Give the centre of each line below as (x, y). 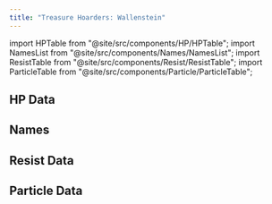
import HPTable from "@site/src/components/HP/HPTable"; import (132, 43)
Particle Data (46, 191)
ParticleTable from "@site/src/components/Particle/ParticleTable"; (131, 72)
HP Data (32, 100)
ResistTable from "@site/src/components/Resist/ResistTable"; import (136, 62)
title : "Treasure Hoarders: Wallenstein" (88, 17)
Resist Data (42, 161)
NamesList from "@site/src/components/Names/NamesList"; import (135, 52)
